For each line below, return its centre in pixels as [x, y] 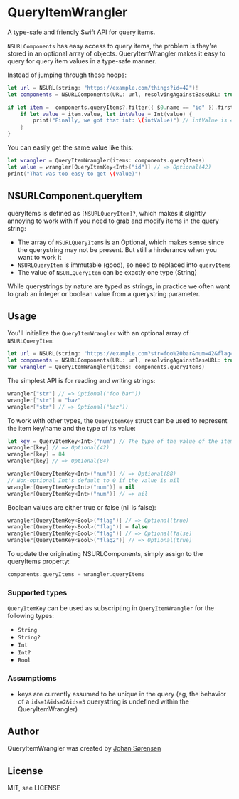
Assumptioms [32, 679]
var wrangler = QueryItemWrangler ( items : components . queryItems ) [106, 367]
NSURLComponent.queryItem [75, 196]
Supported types [37, 592]
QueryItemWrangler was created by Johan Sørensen [84, 748]
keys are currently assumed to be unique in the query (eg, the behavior [122, 694]
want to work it [39, 257]
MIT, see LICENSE [34, 788]
